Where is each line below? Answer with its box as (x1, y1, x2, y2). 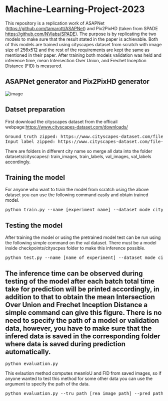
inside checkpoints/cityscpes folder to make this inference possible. (5, 245, 146, 251)
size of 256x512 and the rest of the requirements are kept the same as (5, 47, 150, 53)
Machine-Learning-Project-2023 (5, 4, 145, 15)
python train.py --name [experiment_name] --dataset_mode (5, 207, 150, 213)
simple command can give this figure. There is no (5, 308, 162, 317)
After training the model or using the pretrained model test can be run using (5, 234, 161, 240)
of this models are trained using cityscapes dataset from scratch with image (5, 41, 162, 47)
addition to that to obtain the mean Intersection (5, 293, 155, 301)
